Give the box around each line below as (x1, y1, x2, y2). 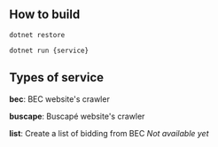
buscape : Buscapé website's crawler (9, 111, 145, 121)
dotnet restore (9, 30, 66, 39)
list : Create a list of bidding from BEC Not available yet (9, 128, 210, 138)
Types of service (9, 70, 105, 85)
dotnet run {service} (9, 46, 90, 55)
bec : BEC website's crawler (9, 93, 111, 104)
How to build (9, 7, 81, 22)
